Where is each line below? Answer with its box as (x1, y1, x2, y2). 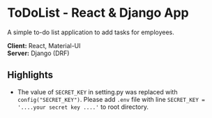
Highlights (7, 69, 54, 81)
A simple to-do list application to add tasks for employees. (7, 28, 174, 36)
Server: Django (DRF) (7, 49, 70, 57)
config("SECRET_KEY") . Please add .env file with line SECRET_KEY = (17, 95, 206, 103)
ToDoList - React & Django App (7, 5, 190, 21)
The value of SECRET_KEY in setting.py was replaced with (17, 87, 178, 96)
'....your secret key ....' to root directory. (17, 103, 149, 111)
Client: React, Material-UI (7, 41, 82, 50)
